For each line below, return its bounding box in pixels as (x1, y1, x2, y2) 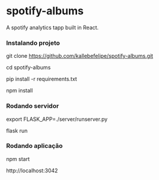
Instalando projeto (6, 39, 61, 47)
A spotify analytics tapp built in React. (6, 24, 99, 31)
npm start (6, 155, 30, 162)
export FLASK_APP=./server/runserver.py (6, 115, 108, 123)
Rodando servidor (6, 102, 59, 110)
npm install (6, 87, 33, 94)
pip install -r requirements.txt (6, 76, 77, 83)
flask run (6, 127, 28, 134)
